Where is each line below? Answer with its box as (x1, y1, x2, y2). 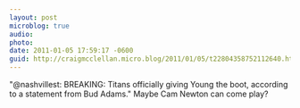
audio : (9, 29, 34, 38)
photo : (9, 37, 34, 47)
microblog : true (9, 21, 70, 30)
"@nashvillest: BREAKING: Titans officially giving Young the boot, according (9, 79, 288, 89)
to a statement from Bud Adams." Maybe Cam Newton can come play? (9, 88, 269, 99)
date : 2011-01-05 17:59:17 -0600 (9, 46, 134, 55)
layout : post (9, 12, 58, 22)
